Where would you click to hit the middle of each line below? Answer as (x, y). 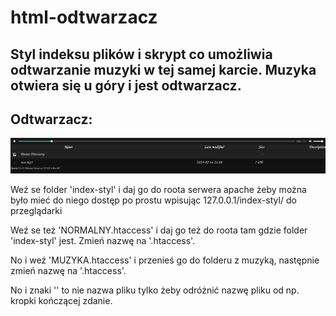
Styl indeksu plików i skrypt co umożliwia (141, 54)
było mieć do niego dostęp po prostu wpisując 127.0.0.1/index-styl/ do (153, 200)
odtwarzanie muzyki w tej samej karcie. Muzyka (163, 69)
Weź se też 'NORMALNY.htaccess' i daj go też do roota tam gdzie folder (159, 230)
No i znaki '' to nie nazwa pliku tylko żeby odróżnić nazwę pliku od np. (155, 290)
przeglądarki (36, 210)
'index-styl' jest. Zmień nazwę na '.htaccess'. (103, 240)
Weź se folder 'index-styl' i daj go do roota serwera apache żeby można (158, 189)
